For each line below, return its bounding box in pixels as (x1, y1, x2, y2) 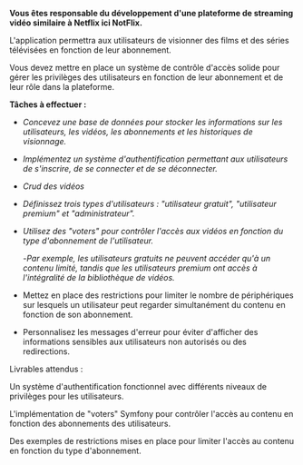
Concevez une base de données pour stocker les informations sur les (22, 117, 283, 127)
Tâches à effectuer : (9, 99, 87, 110)
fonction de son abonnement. (22, 309, 133, 320)
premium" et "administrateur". (22, 208, 135, 219)
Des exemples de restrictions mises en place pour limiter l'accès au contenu (9, 436, 295, 446)
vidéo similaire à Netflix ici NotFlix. (9, 17, 143, 28)
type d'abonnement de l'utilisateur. (22, 235, 154, 246)
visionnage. (22, 136, 67, 146)
